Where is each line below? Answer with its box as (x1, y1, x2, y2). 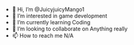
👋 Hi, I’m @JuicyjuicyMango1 (12, 6, 85, 13)
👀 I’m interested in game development (12, 12, 108, 19)
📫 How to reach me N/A (12, 32, 74, 39)
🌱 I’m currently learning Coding (12, 19, 91, 26)
